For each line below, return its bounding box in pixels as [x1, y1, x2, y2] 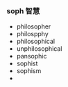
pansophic [16, 52, 47, 61]
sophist [16, 59, 38, 68]
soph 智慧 [6, 6, 40, 15]
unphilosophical [16, 45, 62, 53]
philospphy [16, 30, 49, 38]
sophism [16, 67, 42, 75]
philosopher [16, 22, 51, 31]
